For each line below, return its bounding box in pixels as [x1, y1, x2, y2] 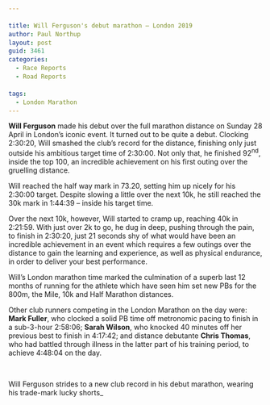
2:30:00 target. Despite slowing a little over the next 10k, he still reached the [8, 190, 261, 199]
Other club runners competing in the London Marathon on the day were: [8, 305, 247, 315]
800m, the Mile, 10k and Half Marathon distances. [8, 290, 174, 299]
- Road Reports [15, 73, 67, 81]
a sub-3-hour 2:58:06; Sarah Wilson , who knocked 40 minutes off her [8, 323, 243, 332]
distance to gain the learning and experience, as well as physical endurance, [8, 248, 263, 258]
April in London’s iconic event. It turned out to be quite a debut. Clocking [8, 130, 249, 140]
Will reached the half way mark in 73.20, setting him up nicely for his [8, 182, 236, 191]
